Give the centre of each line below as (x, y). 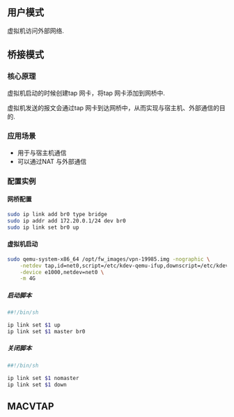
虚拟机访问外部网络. (36, 31)
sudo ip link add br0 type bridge (57, 214)
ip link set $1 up (34, 325)
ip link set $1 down (37, 385)
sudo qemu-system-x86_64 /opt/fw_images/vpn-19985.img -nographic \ (109, 259)
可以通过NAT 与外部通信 (52, 161)
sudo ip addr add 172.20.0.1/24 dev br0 (67, 221)
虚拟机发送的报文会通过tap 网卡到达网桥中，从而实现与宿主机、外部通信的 (114, 107)
